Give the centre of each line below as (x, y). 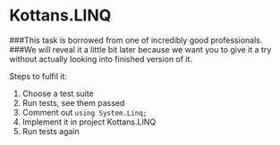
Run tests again (51, 131)
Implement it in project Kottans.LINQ (89, 122)
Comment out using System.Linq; (85, 112)
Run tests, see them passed (73, 102)
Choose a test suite (58, 93)
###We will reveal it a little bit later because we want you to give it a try (140, 49)
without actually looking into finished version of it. (101, 59)
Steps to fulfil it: (38, 76)
